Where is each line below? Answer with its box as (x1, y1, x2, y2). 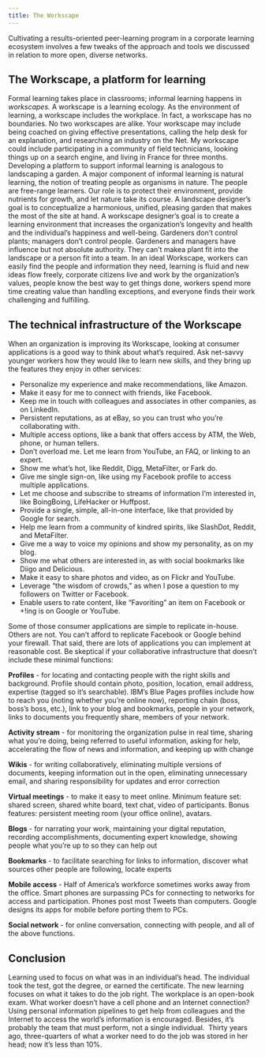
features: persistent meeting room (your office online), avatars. (8, 809, 212, 818)
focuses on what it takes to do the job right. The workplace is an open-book (8, 989, 255, 999)
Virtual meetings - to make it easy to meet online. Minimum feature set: (8, 792, 242, 802)
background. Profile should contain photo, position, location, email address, (8, 679, 254, 688)
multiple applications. (19, 480, 89, 490)
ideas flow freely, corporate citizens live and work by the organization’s (8, 270, 240, 280)
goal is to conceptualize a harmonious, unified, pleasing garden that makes (8, 203, 252, 213)
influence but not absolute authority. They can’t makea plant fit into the (8, 245, 239, 254)
